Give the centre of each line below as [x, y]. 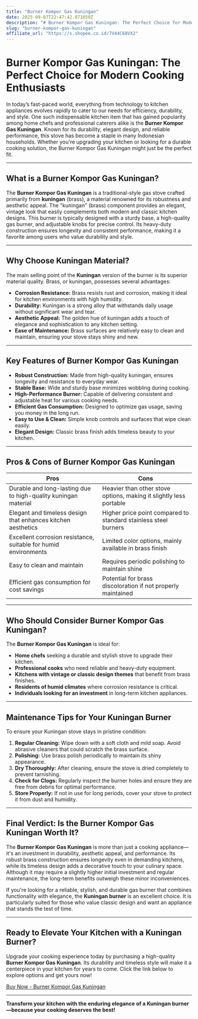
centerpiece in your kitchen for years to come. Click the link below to [90, 969]
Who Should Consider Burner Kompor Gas [85, 621]
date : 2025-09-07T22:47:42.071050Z [50, 17]
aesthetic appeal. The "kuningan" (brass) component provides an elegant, [96, 205]
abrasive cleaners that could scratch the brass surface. [82, 749]
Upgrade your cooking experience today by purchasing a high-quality [91, 956]
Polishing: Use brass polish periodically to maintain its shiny [88, 755]
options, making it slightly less [144, 496]
